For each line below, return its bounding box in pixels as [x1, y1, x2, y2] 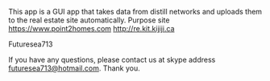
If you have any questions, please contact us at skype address [8, 55, 216, 64]
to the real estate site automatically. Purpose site [8, 15, 170, 25]
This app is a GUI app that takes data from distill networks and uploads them [8, 7, 263, 16]
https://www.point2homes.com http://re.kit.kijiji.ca [8, 24, 175, 33]
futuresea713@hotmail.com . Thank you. [8, 63, 141, 73]
